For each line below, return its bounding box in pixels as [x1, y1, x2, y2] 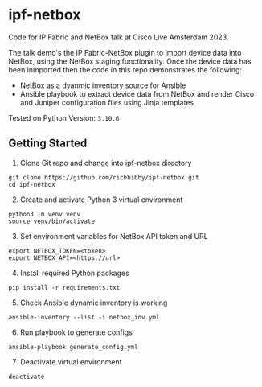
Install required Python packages [19, 268, 130, 278]
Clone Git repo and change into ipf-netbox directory [19, 158, 192, 167]
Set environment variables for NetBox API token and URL [19, 231, 208, 241]
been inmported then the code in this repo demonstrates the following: [8, 64, 243, 74]
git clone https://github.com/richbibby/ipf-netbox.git [8, 173, 199, 182]
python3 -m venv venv [8, 210, 81, 218]
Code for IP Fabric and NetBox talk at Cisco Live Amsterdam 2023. [8, 32, 229, 42]
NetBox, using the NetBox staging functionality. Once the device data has [8, 56, 252, 66]
